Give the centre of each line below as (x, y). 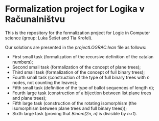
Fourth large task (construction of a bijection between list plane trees (82, 93)
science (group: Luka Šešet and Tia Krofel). (49, 38)
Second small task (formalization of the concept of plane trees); (76, 67)
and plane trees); (29, 98)
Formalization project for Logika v (75, 9)
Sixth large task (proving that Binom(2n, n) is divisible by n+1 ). (75, 113)
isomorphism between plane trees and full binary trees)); (69, 108)
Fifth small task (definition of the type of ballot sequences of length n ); (83, 87)
